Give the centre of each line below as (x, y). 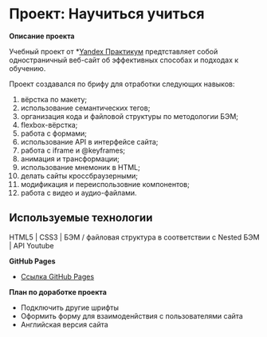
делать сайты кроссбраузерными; (79, 176)
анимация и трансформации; (70, 159)
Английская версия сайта (64, 324)
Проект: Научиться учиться (107, 14)
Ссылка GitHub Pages (57, 276)
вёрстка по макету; (54, 99)
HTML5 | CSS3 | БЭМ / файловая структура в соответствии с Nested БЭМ (134, 237)
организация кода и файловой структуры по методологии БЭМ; (129, 116)
